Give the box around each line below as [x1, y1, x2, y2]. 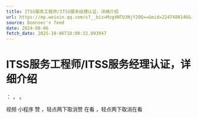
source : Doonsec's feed [6, 19, 65, 25]
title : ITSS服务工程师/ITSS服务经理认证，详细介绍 [6, 8, 119, 15]
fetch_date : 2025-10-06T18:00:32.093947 [6, 31, 107, 37]
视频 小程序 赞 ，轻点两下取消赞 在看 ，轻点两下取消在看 [6, 106, 143, 113]
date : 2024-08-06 [6, 25, 49, 31]
